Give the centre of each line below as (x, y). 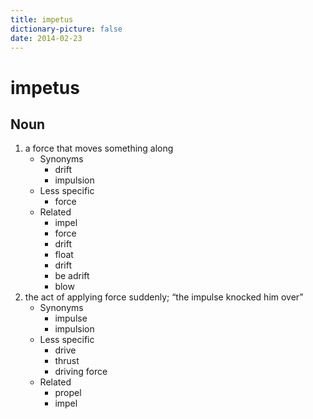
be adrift (72, 276)
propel (68, 393)
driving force (81, 372)
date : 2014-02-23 (46, 38)
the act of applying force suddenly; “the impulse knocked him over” (164, 297)
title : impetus (42, 19)
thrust (67, 361)
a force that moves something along (99, 148)
